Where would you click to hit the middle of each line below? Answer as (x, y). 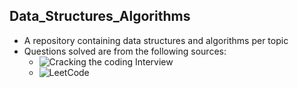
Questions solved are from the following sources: (125, 51)
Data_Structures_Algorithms (100, 16)
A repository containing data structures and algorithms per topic (156, 40)
